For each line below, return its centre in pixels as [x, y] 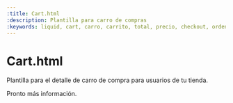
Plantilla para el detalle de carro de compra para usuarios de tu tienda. [107, 80]
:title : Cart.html [33, 14]
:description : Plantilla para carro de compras [77, 20]
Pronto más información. [42, 94]
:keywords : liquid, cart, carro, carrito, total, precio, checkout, [108, 26]
